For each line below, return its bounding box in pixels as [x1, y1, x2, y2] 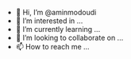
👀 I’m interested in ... [15, 16, 83, 26]
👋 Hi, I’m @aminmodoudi [15, 8, 97, 17]
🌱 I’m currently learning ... [15, 25, 101, 33]
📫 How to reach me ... [15, 42, 90, 51]
